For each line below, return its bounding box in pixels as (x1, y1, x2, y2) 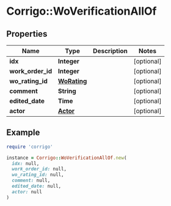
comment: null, (12, 177, 51, 184)
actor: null (12, 188, 43, 195)
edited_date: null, (12, 183, 62, 189)
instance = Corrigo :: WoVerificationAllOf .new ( (6, 155, 127, 161)
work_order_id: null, (12, 166, 67, 172)
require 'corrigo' (6, 144, 53, 150)
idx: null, (12, 160, 40, 166)
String (57, 87, 76, 95)
